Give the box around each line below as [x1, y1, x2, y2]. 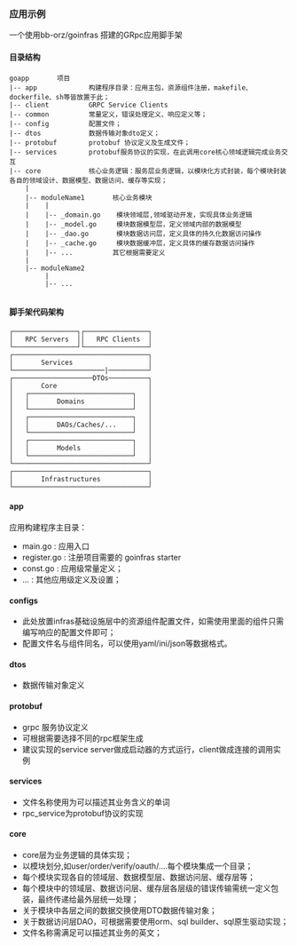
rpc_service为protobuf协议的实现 [21, 807, 144, 818]
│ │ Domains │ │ [9, 397, 152, 406]
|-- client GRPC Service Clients [9, 100, 168, 109]
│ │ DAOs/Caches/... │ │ [9, 420, 152, 429]
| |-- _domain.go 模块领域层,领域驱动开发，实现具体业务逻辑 [25, 211, 253, 219]
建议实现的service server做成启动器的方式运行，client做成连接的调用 [21, 743, 274, 754]
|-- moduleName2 [25, 264, 86, 273]
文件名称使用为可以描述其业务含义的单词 [21, 797, 170, 807]
